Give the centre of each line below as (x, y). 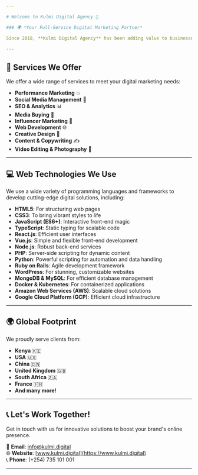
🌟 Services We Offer (44, 67)
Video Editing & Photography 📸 (53, 149)
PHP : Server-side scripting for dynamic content (72, 253)
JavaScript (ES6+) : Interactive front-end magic (72, 222)
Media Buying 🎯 (34, 115)
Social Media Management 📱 (50, 100)
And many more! (36, 390)
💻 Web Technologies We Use (61, 174)
